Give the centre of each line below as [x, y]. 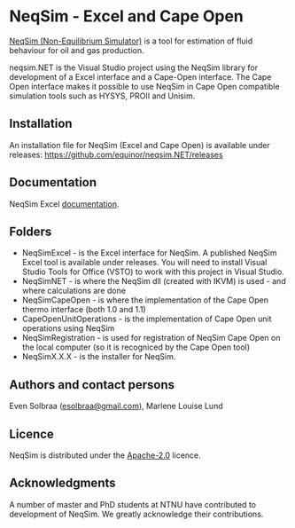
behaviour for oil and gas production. [77, 50]
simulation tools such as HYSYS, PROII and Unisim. [102, 96]
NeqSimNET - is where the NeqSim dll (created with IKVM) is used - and [154, 281]
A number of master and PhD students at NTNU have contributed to [133, 504]
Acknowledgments [63, 483]
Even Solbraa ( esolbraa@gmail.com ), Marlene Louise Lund [116, 406]
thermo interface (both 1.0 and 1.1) [84, 310]
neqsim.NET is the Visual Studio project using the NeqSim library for [134, 67]
